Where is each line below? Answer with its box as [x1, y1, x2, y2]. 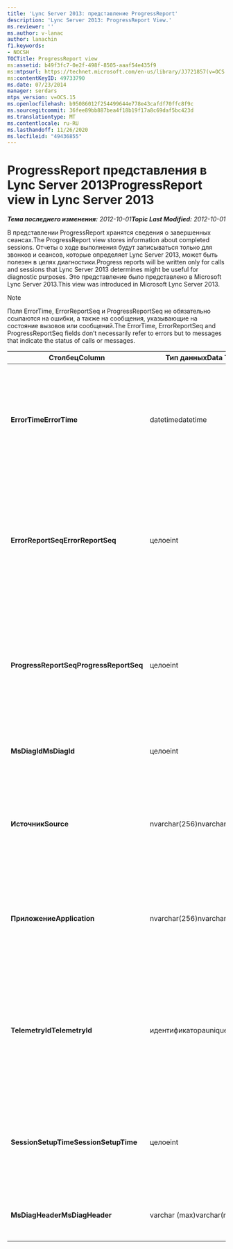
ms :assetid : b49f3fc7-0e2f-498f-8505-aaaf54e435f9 [7, 62, 157, 69]
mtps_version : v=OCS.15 [7, 94, 76, 101]
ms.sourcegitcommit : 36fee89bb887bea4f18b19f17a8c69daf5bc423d [7, 107, 194, 114]
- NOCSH [7, 49, 30, 56]
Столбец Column [48, 353, 105, 363]
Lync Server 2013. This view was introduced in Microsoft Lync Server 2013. [7, 280, 221, 289]
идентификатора [150, 1026, 206, 1035]
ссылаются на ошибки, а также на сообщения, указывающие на [7, 314, 198, 323]
